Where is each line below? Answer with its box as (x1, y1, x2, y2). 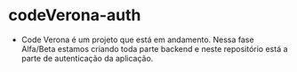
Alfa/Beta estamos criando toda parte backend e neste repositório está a (20, 43, 288, 54)
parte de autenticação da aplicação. (20, 53, 154, 63)
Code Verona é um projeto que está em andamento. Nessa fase (20, 34, 254, 45)
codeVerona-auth (8, 5, 141, 25)
